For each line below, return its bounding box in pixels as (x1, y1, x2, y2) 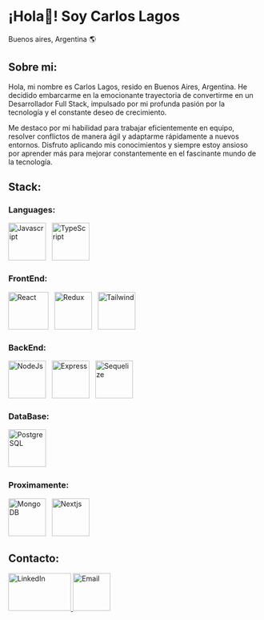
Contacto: (8, 552, 60, 565)
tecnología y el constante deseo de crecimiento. (8, 107, 167, 117)
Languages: (8, 205, 56, 216)
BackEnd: (8, 342, 46, 353)
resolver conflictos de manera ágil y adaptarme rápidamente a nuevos (8, 132, 240, 141)
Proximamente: (8, 480, 70, 491)
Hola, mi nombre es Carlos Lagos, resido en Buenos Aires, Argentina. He (8, 82, 248, 91)
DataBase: (8, 411, 50, 422)
